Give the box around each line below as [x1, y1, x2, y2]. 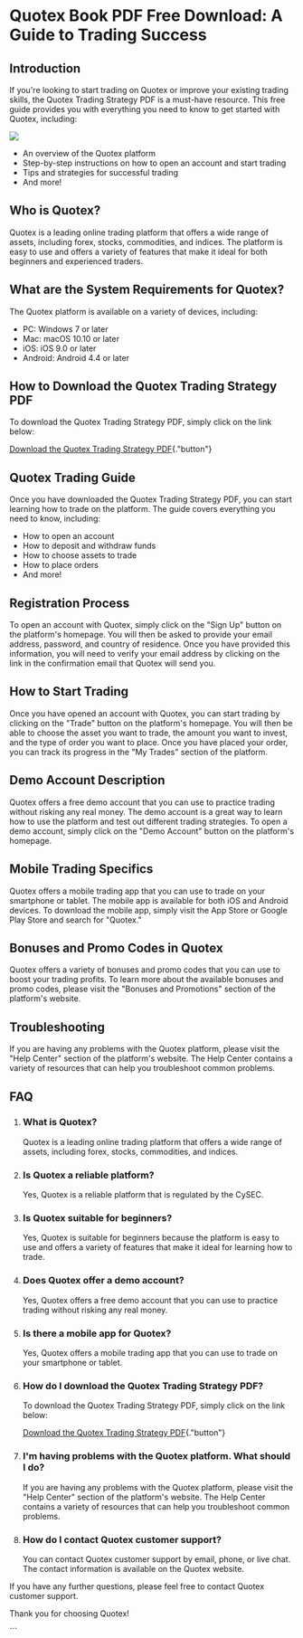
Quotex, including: [9, 114, 78, 124]
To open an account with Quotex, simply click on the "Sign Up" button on [9, 620, 282, 630]
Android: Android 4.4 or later [22, 352, 129, 363]
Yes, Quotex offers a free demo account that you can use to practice [22, 1294, 279, 1305]
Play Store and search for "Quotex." [9, 914, 142, 925]
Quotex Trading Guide [9, 469, 136, 485]
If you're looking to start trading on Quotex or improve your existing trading [9, 85, 289, 95]
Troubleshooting [9, 1019, 106, 1035]
